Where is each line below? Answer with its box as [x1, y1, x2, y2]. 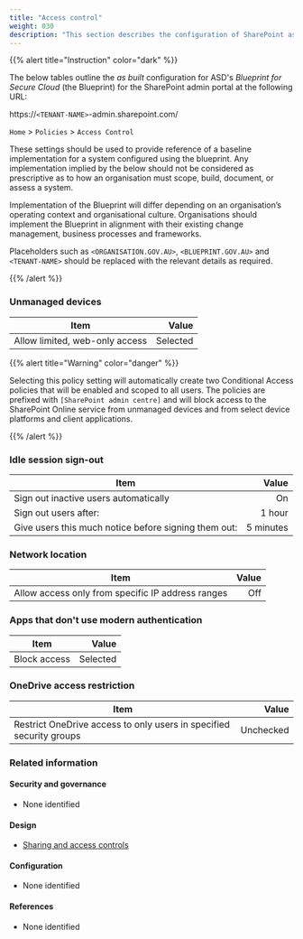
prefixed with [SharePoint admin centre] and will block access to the [9, 394, 267, 404]
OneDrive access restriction [9, 679, 135, 692]
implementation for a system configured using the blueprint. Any [9, 153, 249, 164]
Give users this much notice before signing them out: [14, 521, 238, 534]
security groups [14, 729, 81, 741]
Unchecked [240, 723, 289, 736]
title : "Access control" [9, 13, 103, 23]
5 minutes [246, 521, 289, 534]
